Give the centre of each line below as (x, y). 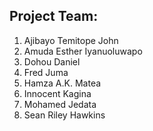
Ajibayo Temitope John (71, 40)
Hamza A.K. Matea (62, 83)
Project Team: (54, 16)
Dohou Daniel (52, 61)
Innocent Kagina (57, 93)
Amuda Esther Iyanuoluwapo (83, 51)
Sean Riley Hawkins (64, 115)
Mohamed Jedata (60, 104)
